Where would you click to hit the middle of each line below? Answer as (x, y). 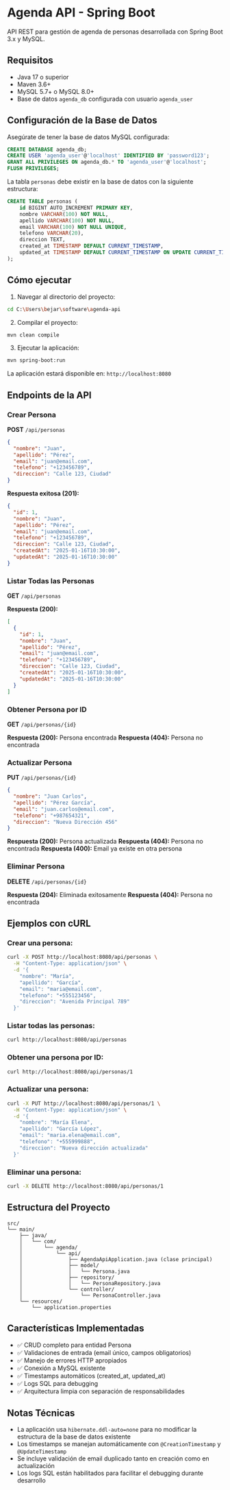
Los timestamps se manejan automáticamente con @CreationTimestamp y (119, 1444)
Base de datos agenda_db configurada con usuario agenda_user (105, 99)
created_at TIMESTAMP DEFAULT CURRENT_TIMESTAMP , (92, 246)
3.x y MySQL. (26, 38)
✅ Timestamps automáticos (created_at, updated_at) (91, 1376)
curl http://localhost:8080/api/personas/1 (70, 1072)
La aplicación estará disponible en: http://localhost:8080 (89, 374)
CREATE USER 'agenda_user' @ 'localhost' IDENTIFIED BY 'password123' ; (108, 156)
